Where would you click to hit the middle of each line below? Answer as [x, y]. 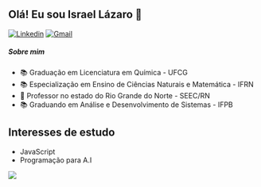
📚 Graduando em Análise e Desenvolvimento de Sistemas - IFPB [126, 105]
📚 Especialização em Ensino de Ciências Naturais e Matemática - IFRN [136, 84]
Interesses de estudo [62, 133]
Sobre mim [27, 52]
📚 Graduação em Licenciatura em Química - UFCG [104, 72]
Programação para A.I [56, 160]
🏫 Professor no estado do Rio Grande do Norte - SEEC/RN [115, 95]
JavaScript [37, 151]
